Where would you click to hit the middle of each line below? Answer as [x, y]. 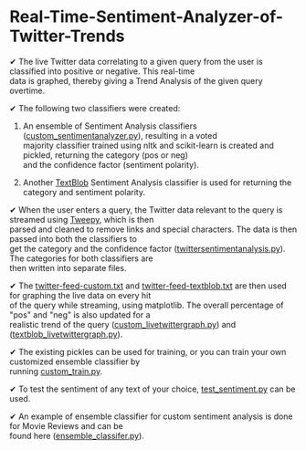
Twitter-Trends [67, 36]
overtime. [27, 90]
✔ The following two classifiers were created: [95, 108]
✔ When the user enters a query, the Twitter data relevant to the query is [146, 209]
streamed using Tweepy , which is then [82, 219]
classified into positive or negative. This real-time [102, 71]
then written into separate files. [68, 267]
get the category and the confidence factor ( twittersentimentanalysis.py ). [148, 248]
